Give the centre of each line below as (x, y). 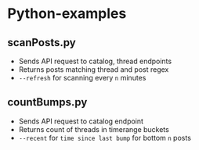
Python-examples (67, 14)
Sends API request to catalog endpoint (81, 121)
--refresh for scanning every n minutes (82, 78)
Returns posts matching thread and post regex (94, 70)
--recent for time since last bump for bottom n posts (105, 137)
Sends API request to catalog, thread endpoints (95, 61)
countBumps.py (47, 102)
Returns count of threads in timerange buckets (94, 129)
